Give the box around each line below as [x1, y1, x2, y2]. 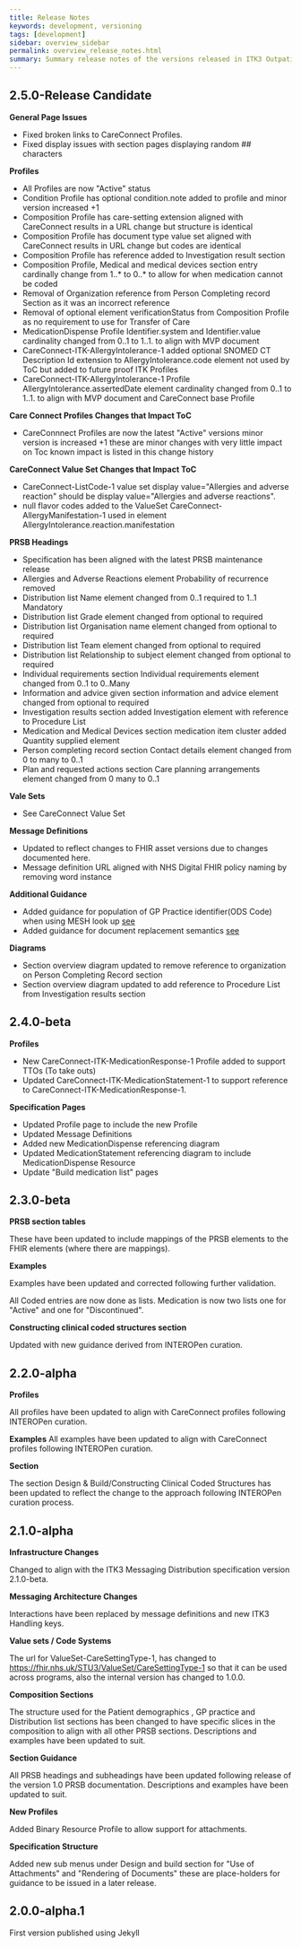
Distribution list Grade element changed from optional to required [21, 611, 263, 621]
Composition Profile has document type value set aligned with [21, 230, 253, 241]
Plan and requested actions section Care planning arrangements [21, 763, 261, 774]
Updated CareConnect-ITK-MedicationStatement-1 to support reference [21, 1074, 288, 1085]
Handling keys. [9, 1618, 64, 1629]
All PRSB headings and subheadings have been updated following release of [9, 1770, 292, 1781]
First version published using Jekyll [9, 1927, 141, 1938]
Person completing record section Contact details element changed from [21, 744, 292, 755]
